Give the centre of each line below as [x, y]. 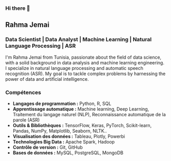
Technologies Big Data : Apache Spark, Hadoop [64, 141]
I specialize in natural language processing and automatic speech [74, 68]
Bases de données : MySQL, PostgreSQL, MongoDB [68, 153]
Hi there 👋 [18, 8]
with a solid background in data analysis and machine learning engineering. [85, 62]
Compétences [23, 92]
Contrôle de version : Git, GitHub [48, 147]
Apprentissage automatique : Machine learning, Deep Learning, [81, 109]
